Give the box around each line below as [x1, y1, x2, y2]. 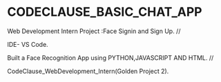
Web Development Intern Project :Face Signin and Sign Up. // [7, 27, 181, 35]
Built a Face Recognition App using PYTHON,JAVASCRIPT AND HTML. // [7, 53, 214, 62]
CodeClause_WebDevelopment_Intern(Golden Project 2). [7, 67, 169, 75]
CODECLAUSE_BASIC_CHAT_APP [7, 4, 202, 20]
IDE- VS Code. [7, 40, 48, 48]
